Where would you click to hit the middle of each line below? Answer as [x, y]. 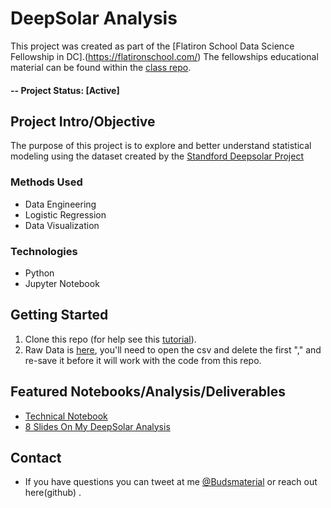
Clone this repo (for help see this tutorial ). [110, 339]
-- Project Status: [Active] [65, 90]
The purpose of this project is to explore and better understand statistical [161, 146]
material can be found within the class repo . [101, 67]
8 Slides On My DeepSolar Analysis [97, 426]
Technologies [44, 251]
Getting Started [59, 315]
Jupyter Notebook [62, 283]
